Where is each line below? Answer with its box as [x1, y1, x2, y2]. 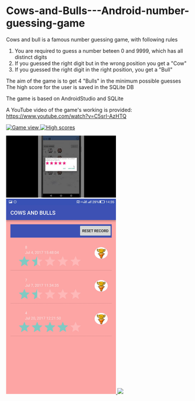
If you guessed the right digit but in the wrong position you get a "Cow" [14, 60, 187, 67]
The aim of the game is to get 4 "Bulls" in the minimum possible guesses [6, 77, 182, 84]
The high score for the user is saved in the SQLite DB [6, 83, 134, 90]
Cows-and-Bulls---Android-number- [6, 4, 190, 18]
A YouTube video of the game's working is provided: [6, 106, 132, 113]
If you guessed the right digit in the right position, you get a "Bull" [14, 66, 173, 73]
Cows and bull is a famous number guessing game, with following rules [6, 36, 178, 43]
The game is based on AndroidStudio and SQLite [6, 95, 124, 102]
